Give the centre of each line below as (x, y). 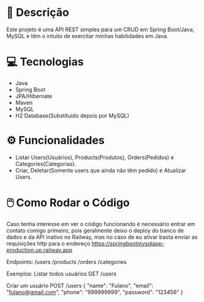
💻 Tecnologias (45, 62)
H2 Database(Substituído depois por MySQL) (72, 115)
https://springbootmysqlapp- (128, 243)
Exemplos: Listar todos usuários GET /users (62, 274)
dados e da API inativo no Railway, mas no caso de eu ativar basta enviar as (102, 237)
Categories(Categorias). (46, 164)
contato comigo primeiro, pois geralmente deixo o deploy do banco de (95, 230)
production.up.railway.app (39, 250)
